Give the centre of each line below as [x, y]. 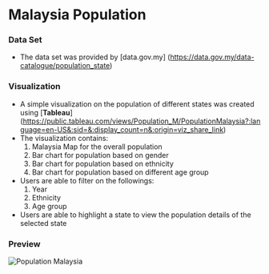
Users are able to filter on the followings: [87, 180]
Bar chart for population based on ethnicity [103, 163]
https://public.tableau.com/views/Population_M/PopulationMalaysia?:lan [142, 121]
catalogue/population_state [65, 66]
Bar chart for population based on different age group [120, 172]
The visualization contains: [64, 138]
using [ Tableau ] [46, 112]
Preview [24, 244]
